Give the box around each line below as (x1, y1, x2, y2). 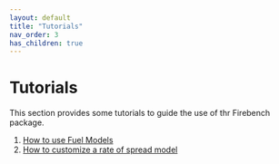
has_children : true (9, 38, 84, 48)
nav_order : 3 (9, 30, 59, 39)
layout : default (9, 13, 71, 23)
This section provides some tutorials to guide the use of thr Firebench (9, 108, 271, 119)
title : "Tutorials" (9, 22, 84, 31)
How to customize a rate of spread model (22, 144, 178, 155)
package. (9, 117, 45, 128)
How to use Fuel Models (22, 135, 114, 146)
